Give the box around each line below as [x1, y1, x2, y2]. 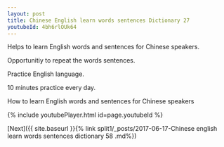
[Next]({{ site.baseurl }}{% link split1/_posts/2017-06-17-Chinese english [7, 124, 218, 133]
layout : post [7, 10, 46, 18]
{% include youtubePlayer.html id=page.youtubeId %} [7, 110, 164, 120]
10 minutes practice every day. [7, 84, 96, 92]
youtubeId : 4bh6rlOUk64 [7, 23, 77, 30]
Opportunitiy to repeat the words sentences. [7, 56, 136, 65]
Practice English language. [7, 70, 84, 78]
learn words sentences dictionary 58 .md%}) [7, 132, 137, 141]
